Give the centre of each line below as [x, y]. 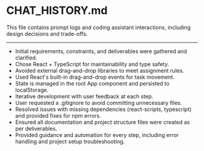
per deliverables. [36, 129]
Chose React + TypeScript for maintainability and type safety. [92, 64]
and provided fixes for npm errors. [58, 115]
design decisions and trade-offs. [47, 33]
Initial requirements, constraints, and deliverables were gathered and [101, 51]
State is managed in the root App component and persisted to [92, 83]
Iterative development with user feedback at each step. [84, 96]
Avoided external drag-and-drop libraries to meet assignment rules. [100, 70]
